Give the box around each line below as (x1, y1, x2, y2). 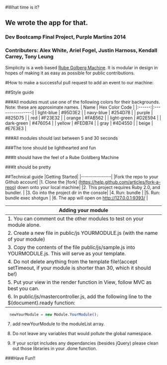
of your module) (7, 235, 46, 242)
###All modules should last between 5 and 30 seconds (5, 135, 118, 141)
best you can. (7, 285, 40, 292)
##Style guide (5, 89, 34, 95)
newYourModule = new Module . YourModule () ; (9, 312, 99, 317)
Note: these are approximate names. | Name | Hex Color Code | (5, 104, 135, 110)
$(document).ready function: (7, 299, 76, 306)
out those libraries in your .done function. (12, 346, 97, 352)
